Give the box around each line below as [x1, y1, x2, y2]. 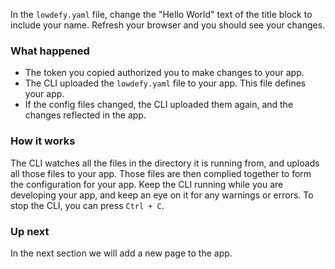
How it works [10, 134, 76, 148]
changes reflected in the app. [24, 109, 147, 121]
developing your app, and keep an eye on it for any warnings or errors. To [10, 189, 314, 201]
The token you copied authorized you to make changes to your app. [24, 67, 305, 79]
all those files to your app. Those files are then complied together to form [10, 167, 312, 179]
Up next [10, 224, 50, 238]
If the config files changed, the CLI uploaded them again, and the [24, 99, 294, 111]
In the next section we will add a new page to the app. [10, 247, 233, 259]
